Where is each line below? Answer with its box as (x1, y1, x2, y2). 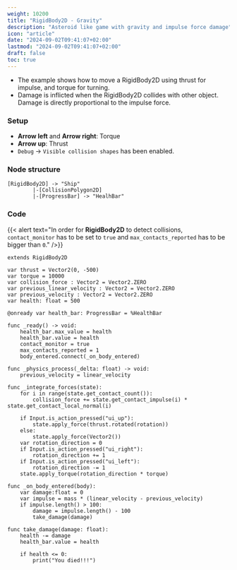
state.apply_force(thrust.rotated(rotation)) (32, 421, 169, 428)
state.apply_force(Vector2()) (32, 433, 121, 440)
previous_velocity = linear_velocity (20, 372, 131, 379)
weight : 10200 (7, 10, 49, 18)
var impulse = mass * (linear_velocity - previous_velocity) (20, 495, 203, 502)
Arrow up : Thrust (17, 139, 68, 148)
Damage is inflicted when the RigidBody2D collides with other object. (17, 90, 219, 99)
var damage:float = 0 (20, 489, 83, 496)
